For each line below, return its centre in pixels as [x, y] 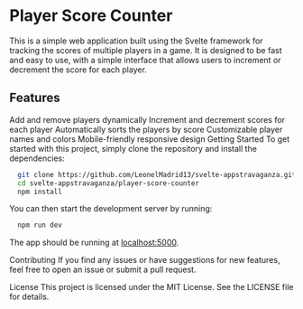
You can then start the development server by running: [111, 209]
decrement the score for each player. [78, 70]
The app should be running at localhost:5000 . [94, 243]
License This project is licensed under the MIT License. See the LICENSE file [151, 287]
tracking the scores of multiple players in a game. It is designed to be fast [146, 50]
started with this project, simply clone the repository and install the [133, 148]
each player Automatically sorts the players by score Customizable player [146, 129]
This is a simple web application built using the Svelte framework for [136, 41]
